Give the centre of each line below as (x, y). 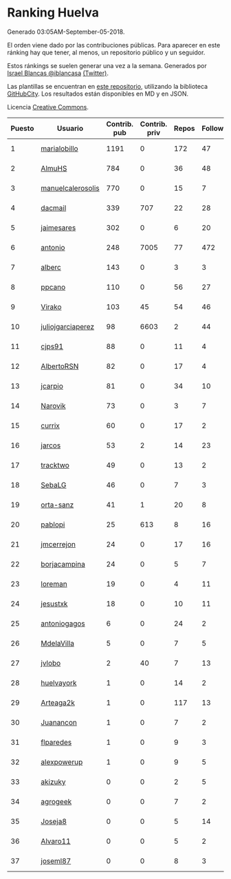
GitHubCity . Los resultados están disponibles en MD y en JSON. (98, 94)
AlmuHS (54, 168)
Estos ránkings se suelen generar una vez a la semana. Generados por (107, 65)
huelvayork (59, 683)
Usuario (70, 128)
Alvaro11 (56, 841)
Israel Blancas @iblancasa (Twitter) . (58, 73)
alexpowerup (62, 762)
